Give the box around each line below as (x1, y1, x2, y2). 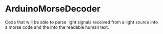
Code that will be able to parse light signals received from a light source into (5, 19, 158, 25)
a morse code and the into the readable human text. (5, 24, 109, 30)
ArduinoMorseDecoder (5, 3, 101, 14)
